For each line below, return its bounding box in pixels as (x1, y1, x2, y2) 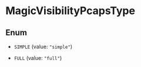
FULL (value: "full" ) (14, 55, 62, 61)
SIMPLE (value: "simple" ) (14, 43, 73, 50)
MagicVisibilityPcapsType (5, 4, 136, 18)
